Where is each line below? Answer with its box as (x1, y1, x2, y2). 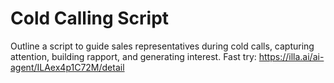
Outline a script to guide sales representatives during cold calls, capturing (10, 40, 315, 52)
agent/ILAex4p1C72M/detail (10, 61, 125, 73)
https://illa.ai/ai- (258, 50, 325, 62)
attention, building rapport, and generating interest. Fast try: (10, 50, 257, 62)
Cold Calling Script (10, 7, 170, 30)
